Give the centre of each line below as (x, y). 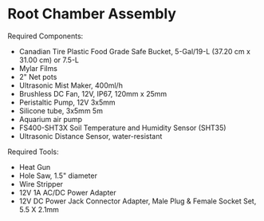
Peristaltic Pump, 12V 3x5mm (67, 102)
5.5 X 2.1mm (39, 209)
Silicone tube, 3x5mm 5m (61, 110)
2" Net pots (38, 77)
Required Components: (45, 36)
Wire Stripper (41, 184)
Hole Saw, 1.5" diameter (58, 176)
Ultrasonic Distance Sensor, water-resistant (91, 136)
